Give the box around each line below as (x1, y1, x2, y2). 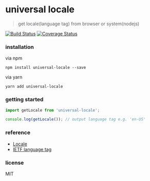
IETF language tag (12, 146, 52, 152)
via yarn (5, 74, 23, 80)
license (5, 159, 24, 166)
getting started (5, 96, 44, 103)
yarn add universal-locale (5, 84, 63, 89)
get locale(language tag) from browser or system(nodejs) (17, 21, 140, 27)
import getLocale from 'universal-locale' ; (5, 107, 100, 113)
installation (5, 43, 34, 50)
